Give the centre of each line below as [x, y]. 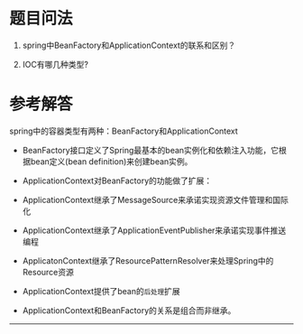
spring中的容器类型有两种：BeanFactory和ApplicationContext [124, 131]
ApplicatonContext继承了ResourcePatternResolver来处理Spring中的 [148, 260]
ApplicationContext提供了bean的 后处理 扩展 [101, 291]
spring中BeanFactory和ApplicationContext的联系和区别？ [129, 45]
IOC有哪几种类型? [55, 64]
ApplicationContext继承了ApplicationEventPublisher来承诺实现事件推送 [154, 230]
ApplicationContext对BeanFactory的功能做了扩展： [117, 181]
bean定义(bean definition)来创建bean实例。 [111, 161]
